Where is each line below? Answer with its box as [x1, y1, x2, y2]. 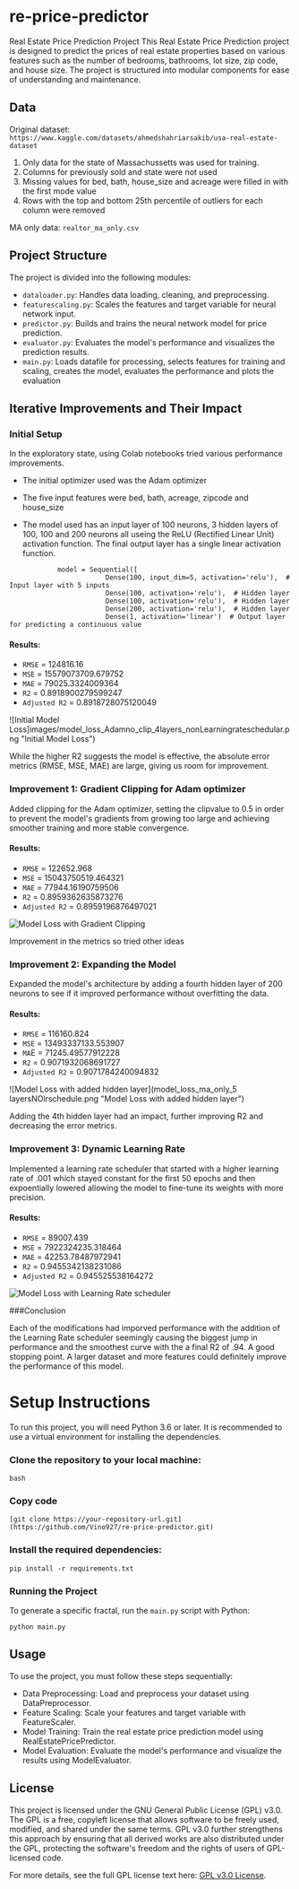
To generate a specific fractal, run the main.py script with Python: [9, 1606, 251, 1616]
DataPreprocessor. [21, 1697, 92, 1708]
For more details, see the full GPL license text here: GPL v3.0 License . [9, 1869, 267, 1880]
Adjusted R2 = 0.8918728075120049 [21, 697, 157, 708]
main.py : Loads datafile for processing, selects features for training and [21, 356, 286, 367]
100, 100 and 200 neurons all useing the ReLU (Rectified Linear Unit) [21, 529, 275, 540]
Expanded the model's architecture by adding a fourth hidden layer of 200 [9, 979, 284, 989]
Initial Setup [9, 428, 63, 440]
